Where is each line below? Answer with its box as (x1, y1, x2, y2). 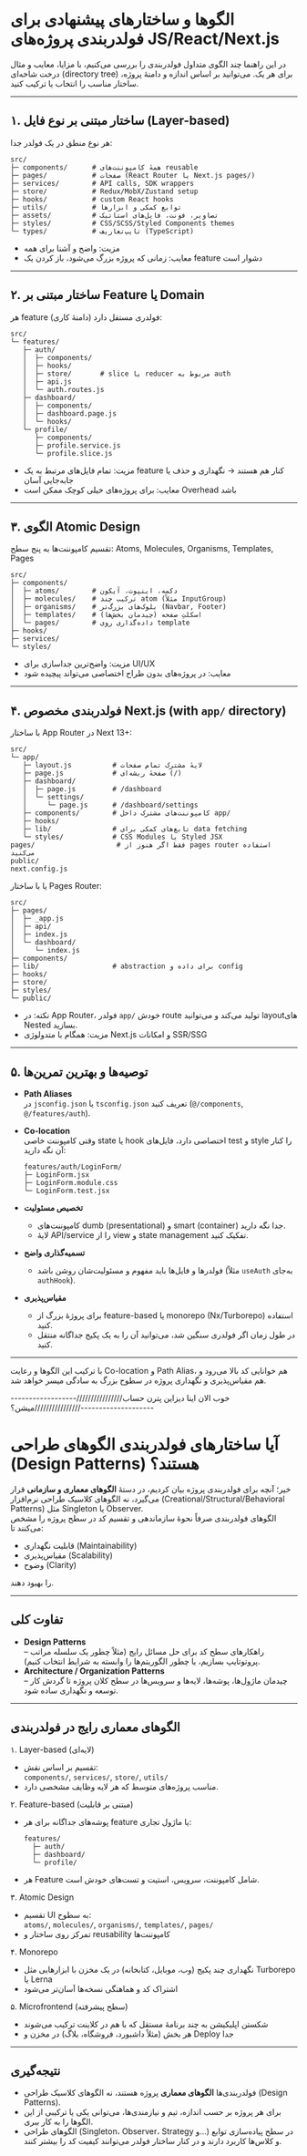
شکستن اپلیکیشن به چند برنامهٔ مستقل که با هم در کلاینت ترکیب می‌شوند (23, 2018, 269, 2029)
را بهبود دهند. (10, 1577, 54, 1588)
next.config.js (10, 864, 68, 874)
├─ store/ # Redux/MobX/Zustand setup (10, 187, 199, 196)
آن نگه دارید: (23, 1145, 67, 1155)
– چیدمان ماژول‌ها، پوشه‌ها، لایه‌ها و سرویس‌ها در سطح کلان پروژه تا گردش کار (23, 1675, 288, 1686)
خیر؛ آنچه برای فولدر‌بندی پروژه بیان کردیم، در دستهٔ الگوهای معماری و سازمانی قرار (10, 1483, 292, 1494)
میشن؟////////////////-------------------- (10, 1402, 154, 1413)
